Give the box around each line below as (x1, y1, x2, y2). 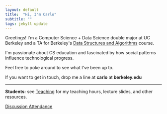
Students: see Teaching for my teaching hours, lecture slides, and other (5, 89, 153, 95)
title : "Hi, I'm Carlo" (5, 12, 57, 17)
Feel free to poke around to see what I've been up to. (5, 65, 114, 71)
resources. (5, 94, 27, 100)
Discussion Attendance (5, 104, 53, 110)
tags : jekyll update (5, 21, 48, 26)
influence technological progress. (5, 55, 74, 61)
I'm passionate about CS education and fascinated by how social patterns (5, 50, 157, 56)
